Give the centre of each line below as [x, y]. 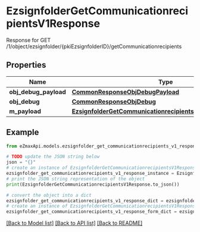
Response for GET [29, 40]
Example [23, 132]
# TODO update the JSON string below [53, 157]
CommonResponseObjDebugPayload [126, 92]
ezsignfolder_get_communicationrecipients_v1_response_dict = [85, 200]
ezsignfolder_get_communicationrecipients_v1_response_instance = [90, 174]
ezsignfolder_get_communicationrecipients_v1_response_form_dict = [92, 212]
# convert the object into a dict [49, 195]
